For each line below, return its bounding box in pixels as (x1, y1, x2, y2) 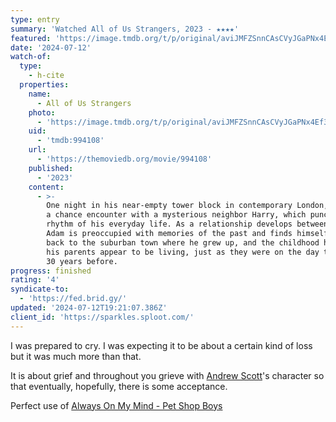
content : (28, 182, 65, 192)
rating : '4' (10, 275, 60, 285)
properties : (19, 80, 70, 90)
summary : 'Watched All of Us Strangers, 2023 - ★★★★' (10, 24, 240, 34)
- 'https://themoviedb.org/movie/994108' (36, 154, 213, 164)
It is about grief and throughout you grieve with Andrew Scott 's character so (10, 369, 325, 381)
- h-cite (28, 71, 65, 81)
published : (28, 163, 74, 173)
